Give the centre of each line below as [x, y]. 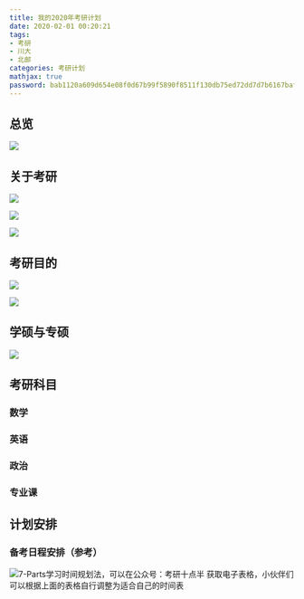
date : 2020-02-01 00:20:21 [60, 26]
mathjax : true [36, 77]
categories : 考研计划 [47, 69]
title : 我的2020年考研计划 [55, 18]
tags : [19, 34]
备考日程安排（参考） [56, 553]
